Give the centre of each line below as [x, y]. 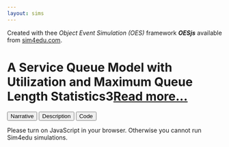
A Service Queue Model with [90, 67]
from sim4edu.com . [35, 40]
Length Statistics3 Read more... [97, 96]
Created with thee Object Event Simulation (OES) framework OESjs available [114, 33]
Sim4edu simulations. [38, 137]
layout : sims [26, 13]
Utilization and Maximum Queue [100, 82]
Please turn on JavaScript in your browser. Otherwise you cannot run [104, 130]
